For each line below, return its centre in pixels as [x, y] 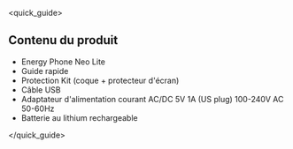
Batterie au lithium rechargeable [79, 117]
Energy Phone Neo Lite [63, 62]
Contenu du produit [63, 40]
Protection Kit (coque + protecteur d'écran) [100, 80]
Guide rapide [45, 71]
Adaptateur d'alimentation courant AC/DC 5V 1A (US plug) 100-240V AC [152, 99]
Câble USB [41, 89]
